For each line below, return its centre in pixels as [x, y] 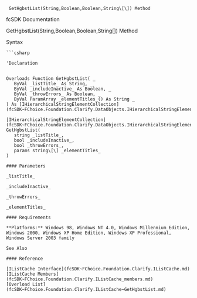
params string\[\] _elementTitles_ [57, 150]
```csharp [18, 53]
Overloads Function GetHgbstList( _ [51, 79]
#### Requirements [28, 217]
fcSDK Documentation [33, 19]
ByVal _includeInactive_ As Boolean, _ [62, 89]
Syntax [15, 42]
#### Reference [25, 259]
